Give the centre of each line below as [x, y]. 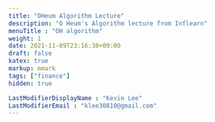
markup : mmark [32, 69]
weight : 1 [25, 38]
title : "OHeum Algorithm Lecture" [67, 16]
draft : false [30, 53]
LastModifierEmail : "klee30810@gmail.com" [83, 106]
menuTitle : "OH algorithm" [56, 31]
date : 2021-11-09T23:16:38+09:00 [65, 46]
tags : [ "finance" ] [39, 76]
